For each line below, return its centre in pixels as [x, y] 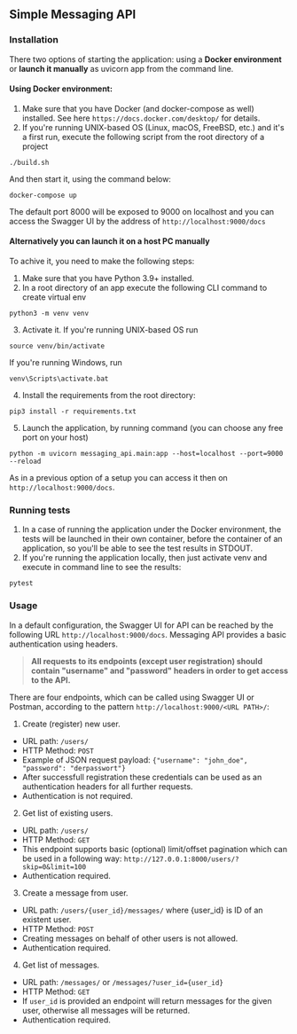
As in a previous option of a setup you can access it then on [118, 478]
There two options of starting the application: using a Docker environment [145, 59]
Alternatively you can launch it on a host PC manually [109, 241]
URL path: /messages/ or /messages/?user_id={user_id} [123, 982]
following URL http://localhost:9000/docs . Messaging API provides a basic [148, 634]
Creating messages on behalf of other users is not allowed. [130, 938]
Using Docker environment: [61, 89]
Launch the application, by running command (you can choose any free [152, 428]
